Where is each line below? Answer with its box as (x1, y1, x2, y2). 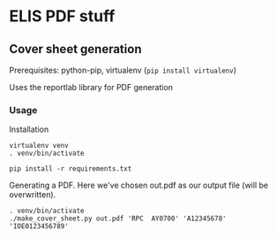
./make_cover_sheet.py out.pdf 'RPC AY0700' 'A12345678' (9, 214, 227, 223)
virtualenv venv (9, 142, 69, 150)
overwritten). (9, 189, 56, 200)
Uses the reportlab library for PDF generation (9, 82, 174, 92)
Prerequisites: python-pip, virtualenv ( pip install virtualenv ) (9, 65, 236, 75)
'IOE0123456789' (9, 222, 69, 231)
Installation (9, 124, 49, 134)
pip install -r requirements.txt (9, 165, 132, 173)
